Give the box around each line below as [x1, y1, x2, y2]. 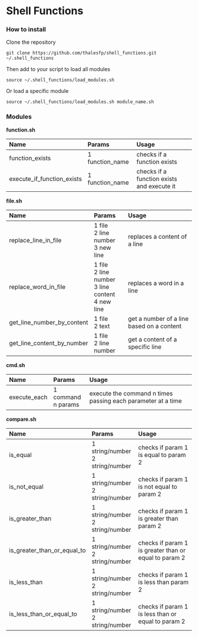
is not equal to [138, 482, 178, 491]
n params [53, 400, 80, 408]
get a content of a [128, 335, 177, 343]
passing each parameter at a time [89, 397, 182, 405]
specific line [128, 342, 162, 350]
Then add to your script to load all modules [6, 66, 111, 73]
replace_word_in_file [9, 282, 66, 291]
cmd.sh [6, 361, 25, 368]
